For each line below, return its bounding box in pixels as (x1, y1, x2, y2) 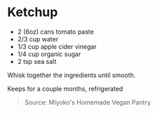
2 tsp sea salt (17, 57, 57, 65)
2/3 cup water (17, 34, 58, 43)
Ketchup (7, 4, 58, 20)
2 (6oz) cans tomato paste (17, 27, 94, 36)
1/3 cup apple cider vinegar (17, 42, 97, 51)
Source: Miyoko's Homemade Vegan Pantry (24, 98, 151, 106)
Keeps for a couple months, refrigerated (7, 84, 124, 93)
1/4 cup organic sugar (17, 50, 81, 58)
